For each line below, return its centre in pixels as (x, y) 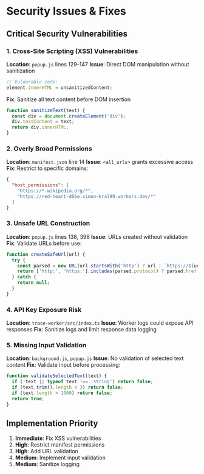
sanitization (21, 71)
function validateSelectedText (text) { (57, 376)
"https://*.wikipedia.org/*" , (56, 191)
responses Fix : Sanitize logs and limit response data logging (81, 330)
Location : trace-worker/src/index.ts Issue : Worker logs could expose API (100, 323)
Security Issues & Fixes (66, 11)
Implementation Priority (52, 424)
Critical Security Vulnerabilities (67, 34)
